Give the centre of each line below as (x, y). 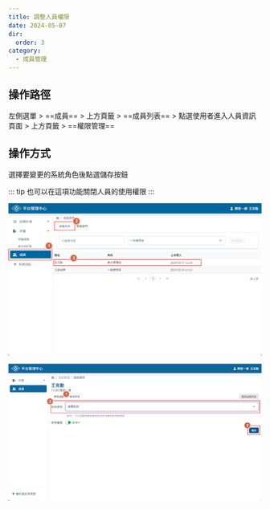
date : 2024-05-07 (37, 25)
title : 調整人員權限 (39, 17)
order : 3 (30, 43)
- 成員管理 (31, 59)
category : (25, 51)
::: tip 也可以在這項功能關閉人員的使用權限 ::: (82, 191)
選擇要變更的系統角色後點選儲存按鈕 (68, 174)
